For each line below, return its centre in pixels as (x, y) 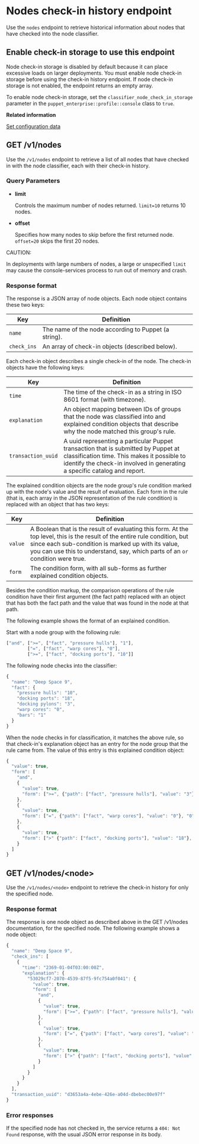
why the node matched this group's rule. (119, 431)
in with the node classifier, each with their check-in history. (78, 166)
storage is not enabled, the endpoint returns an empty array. (80, 85)
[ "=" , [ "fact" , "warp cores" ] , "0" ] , (74, 649)
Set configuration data (33, 126)
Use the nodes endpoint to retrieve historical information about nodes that (96, 27)
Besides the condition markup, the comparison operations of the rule (90, 590)
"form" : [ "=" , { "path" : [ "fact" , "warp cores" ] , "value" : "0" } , (103, 816)
